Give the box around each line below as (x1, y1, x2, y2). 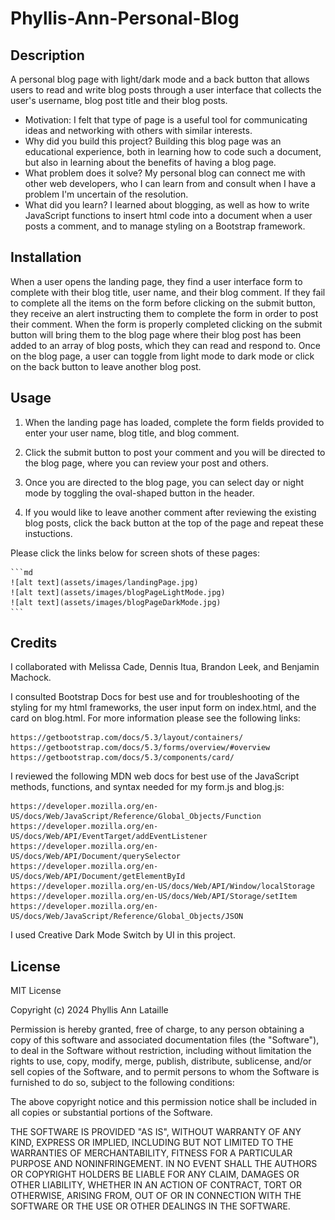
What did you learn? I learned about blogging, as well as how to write (24, 199, 310, 211)
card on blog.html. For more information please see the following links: (10, 712, 301, 724)
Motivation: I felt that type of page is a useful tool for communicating (24, 114, 308, 126)
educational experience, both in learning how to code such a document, (24, 146, 322, 157)
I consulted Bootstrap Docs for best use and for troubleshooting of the (10, 691, 300, 703)
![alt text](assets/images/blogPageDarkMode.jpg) (10, 597, 222, 607)
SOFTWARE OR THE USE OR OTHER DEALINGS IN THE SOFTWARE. (10, 1200, 291, 1212)
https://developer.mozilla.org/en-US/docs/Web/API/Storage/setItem (10, 892, 298, 902)
